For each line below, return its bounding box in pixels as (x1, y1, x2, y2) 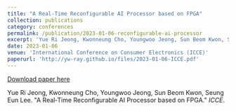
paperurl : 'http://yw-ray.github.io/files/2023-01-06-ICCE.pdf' (7, 56, 199, 63)
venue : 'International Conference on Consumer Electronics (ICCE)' (7, 50, 209, 57)
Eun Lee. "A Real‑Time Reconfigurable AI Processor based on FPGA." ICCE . (7, 96, 225, 104)
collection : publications (7, 17, 83, 24)
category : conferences (7, 23, 74, 30)
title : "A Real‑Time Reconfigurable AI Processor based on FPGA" (7, 10, 202, 17)
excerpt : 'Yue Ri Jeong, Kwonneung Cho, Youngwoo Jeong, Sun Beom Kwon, (7, 36, 225, 43)
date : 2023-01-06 (7, 43, 58, 50)
